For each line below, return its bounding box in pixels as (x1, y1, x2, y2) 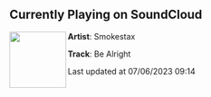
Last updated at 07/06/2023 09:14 (67, 66, 197, 76)
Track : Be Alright (67, 48, 131, 59)
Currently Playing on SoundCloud (9, 7, 203, 22)
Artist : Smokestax (67, 31, 136, 41)
